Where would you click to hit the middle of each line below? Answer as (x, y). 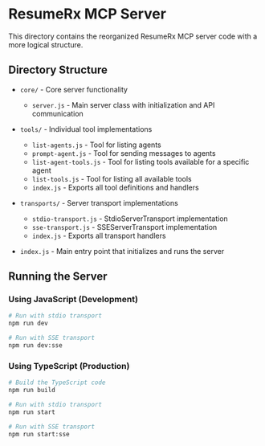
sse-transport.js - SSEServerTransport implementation (124, 227)
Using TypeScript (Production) (69, 366)
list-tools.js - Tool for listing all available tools (112, 178)
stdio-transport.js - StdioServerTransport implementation (130, 219)
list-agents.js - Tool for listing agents (97, 145)
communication (58, 113)
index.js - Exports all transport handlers (99, 235)
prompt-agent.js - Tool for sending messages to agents (124, 153)
